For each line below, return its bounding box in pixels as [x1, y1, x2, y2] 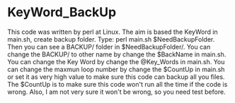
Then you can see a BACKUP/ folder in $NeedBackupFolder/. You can [7, 42, 211, 51]
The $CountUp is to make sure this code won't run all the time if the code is [7, 80, 228, 88]
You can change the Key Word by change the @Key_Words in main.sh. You [7, 57, 225, 66]
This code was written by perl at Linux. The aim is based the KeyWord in [7, 28, 218, 36]
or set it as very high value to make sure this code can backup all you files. [7, 72, 225, 81]
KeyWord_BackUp [7, 4, 117, 20]
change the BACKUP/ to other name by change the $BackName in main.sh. [7, 50, 227, 59]
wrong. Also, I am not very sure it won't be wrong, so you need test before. [7, 87, 226, 96]
